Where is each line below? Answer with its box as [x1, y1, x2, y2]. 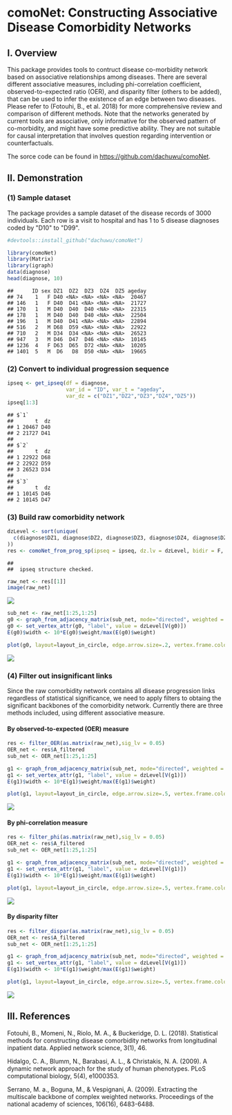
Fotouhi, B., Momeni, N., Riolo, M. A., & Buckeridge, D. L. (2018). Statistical [7, 1029, 218, 1037]
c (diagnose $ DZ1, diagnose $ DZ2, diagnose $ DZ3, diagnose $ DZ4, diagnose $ [13, 534, 221, 541]
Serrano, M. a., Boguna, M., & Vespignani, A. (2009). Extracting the [7, 1085, 198, 1094]
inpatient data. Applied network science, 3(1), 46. [7, 1043, 147, 1052]
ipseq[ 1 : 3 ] [7, 399, 39, 406]
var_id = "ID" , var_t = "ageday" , [66, 386, 166, 394]
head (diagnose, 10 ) [7, 275, 64, 282]
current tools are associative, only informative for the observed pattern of [7, 117, 216, 125]
